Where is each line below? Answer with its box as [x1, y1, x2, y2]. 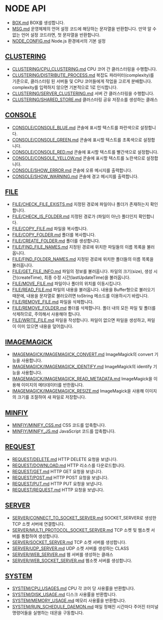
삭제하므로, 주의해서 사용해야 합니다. [12, 311, 81, 317]
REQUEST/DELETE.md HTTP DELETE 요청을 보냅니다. [12, 456, 118, 462]
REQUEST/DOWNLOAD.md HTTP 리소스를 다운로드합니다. [12, 462, 126, 468]
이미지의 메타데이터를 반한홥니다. [21, 382, 84, 388]
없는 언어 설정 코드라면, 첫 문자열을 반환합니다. [12, 32, 101, 38]
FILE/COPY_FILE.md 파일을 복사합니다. [12, 226, 88, 232]
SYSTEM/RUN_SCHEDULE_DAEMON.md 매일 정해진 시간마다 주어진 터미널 [12, 604, 159, 610]
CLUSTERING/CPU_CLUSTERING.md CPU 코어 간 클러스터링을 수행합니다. [12, 66, 157, 72]
